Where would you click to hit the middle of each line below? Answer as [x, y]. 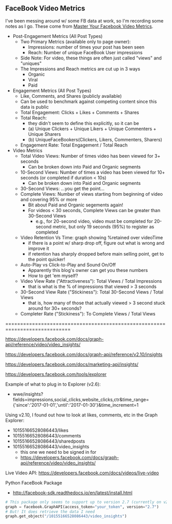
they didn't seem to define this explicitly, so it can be [83, 123]
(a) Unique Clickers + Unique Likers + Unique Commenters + [92, 129]
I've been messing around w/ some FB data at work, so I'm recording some [84, 20]
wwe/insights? [28, 394]
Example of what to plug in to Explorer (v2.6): [53, 384]
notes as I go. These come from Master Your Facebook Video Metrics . [79, 26]
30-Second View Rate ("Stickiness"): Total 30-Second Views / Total [92, 292]
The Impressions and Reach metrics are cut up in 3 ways [80, 69]
